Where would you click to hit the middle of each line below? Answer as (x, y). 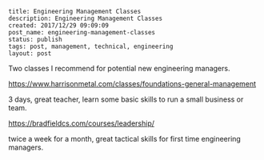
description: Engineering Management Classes (85, 18)
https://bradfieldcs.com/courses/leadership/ (81, 123)
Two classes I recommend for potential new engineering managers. (119, 68)
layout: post (30, 54)
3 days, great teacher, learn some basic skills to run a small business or (126, 99)
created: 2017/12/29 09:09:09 (59, 26)
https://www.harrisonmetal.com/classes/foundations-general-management (132, 84)
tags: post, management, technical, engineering (91, 46)
